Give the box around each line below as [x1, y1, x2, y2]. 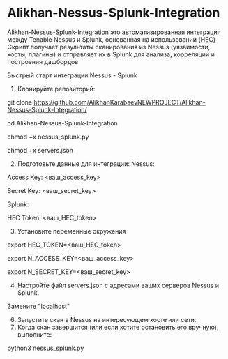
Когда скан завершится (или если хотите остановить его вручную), [17, 323, 219, 331]
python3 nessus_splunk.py [7, 344, 84, 352]
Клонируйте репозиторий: [17, 84, 96, 93]
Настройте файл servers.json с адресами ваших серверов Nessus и [17, 281, 220, 289]
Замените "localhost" [7, 302, 70, 310]
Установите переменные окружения [17, 227, 126, 235]
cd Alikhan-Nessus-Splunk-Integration [7, 119, 119, 127]
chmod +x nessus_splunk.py [7, 132, 89, 141]
